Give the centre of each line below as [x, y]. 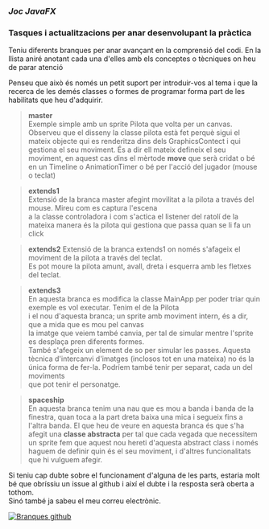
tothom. [21, 493]
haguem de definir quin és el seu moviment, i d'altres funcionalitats [139, 451]
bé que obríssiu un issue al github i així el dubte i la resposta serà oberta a [132, 484]
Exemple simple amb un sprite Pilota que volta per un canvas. [130, 124]
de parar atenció [36, 68]
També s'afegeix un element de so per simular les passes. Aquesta [139, 351]
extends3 [44, 290]
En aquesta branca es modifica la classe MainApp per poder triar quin [144, 299]
